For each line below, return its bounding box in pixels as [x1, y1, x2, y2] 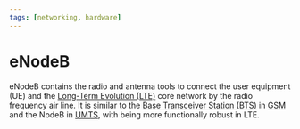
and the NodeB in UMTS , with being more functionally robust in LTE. [9, 109, 261, 120]
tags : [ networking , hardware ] [9, 12, 122, 22]
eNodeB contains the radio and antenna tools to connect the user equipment [9, 81, 291, 92]
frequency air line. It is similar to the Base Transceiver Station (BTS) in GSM [9, 100, 287, 110]
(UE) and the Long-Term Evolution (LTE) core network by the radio [9, 90, 253, 101]
